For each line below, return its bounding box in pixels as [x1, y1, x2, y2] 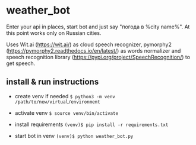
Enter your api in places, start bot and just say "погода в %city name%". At [6, 23, 190, 30]
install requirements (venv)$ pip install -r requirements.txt [14, 121, 169, 128]
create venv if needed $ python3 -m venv [14, 92, 116, 99]
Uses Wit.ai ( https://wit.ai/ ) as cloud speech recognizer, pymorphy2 [6, 41, 172, 48]
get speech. [6, 60, 36, 67]
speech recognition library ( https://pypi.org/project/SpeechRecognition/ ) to [6, 53, 191, 60]
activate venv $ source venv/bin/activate [14, 109, 119, 116]
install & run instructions [6, 77, 99, 87]
